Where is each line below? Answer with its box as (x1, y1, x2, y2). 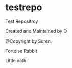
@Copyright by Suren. (5, 38, 52, 44)
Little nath (5, 57, 27, 63)
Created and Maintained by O (5, 28, 67, 34)
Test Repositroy (5, 18, 38, 24)
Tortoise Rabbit (5, 48, 37, 54)
